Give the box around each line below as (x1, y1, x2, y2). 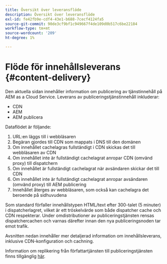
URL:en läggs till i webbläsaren (12, 133, 76, 139)
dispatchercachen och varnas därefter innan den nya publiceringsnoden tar (5, 217, 161, 223)
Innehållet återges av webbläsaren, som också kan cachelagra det (12, 186, 149, 193)
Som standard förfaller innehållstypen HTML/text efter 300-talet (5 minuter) (5, 201, 161, 208)
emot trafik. (5, 223, 29, 229)
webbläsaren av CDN (12, 149, 56, 155)
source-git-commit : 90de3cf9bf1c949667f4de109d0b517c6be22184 (5, 21, 137, 27)
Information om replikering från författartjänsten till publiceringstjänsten (5, 247, 153, 253)
